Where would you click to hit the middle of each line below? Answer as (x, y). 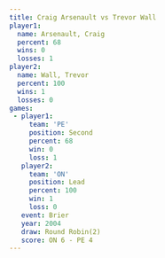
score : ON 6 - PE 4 (57, 240)
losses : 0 (35, 100)
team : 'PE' (49, 125)
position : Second (61, 133)
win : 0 (41, 149)
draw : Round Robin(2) (61, 231)
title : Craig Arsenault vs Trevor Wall (83, 17)
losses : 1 (35, 59)
